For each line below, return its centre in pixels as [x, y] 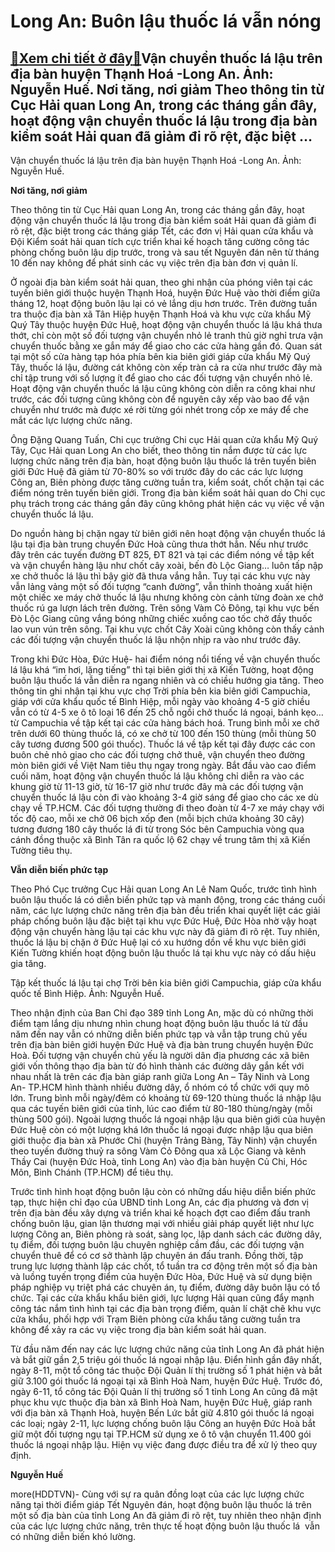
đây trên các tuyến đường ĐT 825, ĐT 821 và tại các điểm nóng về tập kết [162, 554]
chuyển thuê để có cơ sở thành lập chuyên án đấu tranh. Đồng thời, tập [157, 1255]
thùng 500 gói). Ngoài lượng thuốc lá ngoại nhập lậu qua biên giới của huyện [168, 1119]
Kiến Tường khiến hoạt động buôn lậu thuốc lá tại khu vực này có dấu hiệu [163, 953]
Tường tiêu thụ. [41, 850]
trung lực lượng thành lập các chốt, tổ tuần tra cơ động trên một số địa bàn [164, 1266]
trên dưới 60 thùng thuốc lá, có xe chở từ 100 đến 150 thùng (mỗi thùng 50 [163, 733]
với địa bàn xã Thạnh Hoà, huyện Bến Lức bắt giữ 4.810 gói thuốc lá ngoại [162, 1413]
